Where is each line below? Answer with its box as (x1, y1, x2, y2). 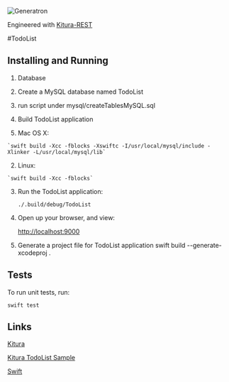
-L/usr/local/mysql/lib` (33, 148, 106, 155)
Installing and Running (7, 55, 108, 67)
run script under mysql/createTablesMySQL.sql (17, 101, 156, 109)
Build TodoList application (17, 114, 94, 124)
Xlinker (7, 148, 30, 155)
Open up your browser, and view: (17, 213, 116, 222)
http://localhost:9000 (17, 227, 80, 236)
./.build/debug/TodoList (17, 201, 91, 208)
